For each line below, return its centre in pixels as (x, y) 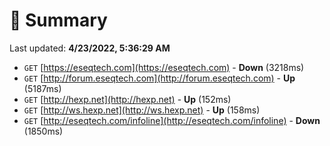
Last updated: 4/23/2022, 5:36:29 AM (90, 48)
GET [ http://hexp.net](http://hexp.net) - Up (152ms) (127, 99)
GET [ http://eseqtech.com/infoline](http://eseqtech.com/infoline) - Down (172, 120)
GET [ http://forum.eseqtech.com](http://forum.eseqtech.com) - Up (159, 78)
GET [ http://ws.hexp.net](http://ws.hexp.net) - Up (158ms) (142, 110)
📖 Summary (58, 20)
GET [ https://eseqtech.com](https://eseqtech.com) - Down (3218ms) (164, 67)
